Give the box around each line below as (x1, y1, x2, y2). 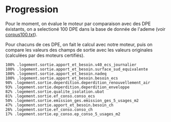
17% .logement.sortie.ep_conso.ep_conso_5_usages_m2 (5, 111, 121, 116)
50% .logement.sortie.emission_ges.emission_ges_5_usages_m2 (5, 98, 139, 103)
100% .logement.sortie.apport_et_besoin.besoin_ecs (5, 75, 118, 80)
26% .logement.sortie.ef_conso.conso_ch (5, 107, 93, 112)
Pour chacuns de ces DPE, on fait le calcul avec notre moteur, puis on (5, 41, 153, 47)
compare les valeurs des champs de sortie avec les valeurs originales (5, 47, 153, 53)
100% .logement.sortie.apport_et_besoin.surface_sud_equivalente (5, 67, 148, 72)
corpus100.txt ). (5, 31, 37, 37)
